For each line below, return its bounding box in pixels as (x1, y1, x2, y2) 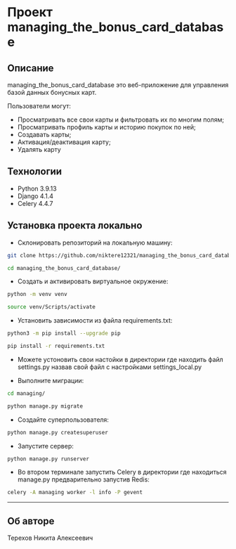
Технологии (7, 166, 62, 178)
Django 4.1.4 (17, 191, 54, 200)
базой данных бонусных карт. (7, 89, 97, 96)
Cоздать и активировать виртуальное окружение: (17, 277, 169, 285)
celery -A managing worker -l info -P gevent (7, 489, 143, 496)
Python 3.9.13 (17, 184, 58, 193)
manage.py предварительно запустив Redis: (17, 475, 150, 484)
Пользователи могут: (7, 102, 72, 110)
